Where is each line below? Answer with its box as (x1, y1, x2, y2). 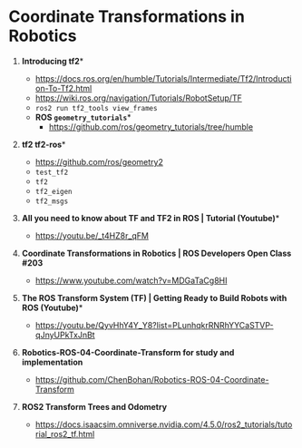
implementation (21, 356, 83, 367)
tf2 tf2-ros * (21, 139, 66, 150)
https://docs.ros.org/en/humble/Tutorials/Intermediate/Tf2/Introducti (34, 73, 292, 83)
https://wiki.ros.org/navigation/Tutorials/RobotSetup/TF (34, 93, 242, 103)
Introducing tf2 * (21, 55, 84, 66)
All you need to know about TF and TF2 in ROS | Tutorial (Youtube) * (21, 212, 280, 223)
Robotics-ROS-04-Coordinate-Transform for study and (21, 346, 235, 357)
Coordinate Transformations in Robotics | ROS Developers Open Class (21, 248, 292, 258)
